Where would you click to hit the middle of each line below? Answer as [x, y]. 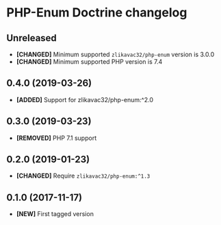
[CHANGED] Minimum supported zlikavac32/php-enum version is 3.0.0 [115, 54]
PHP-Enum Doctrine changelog [97, 13]
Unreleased [32, 38]
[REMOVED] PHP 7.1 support [56, 138]
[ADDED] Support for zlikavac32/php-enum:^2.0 [85, 99]
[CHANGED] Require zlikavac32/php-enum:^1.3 [83, 176]
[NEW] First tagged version [55, 214]
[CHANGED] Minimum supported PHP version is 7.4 [89, 62]
